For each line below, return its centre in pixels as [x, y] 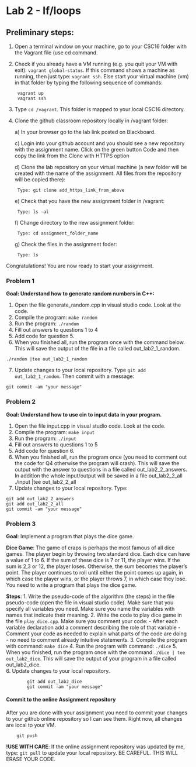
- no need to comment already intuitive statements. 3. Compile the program [97, 639]
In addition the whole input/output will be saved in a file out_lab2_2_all [98, 476]
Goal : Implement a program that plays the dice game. [70, 536]
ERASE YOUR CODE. [31, 759]
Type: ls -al [33, 212]
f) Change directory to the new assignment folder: [75, 223]
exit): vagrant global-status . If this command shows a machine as [94, 70]
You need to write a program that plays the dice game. [71, 585]
